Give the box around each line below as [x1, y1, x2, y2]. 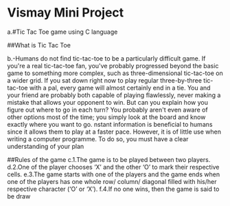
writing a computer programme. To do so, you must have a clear [7, 134, 189, 143]
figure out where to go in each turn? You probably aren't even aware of [7, 105, 208, 114]
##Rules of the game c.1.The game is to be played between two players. [7, 155, 211, 163]
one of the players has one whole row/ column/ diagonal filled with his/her [7, 177, 218, 185]
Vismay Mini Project [7, 5, 124, 21]
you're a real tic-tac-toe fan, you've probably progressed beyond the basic [7, 61, 219, 70]
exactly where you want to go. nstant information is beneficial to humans [7, 120, 213, 128]
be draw [7, 192, 31, 200]
